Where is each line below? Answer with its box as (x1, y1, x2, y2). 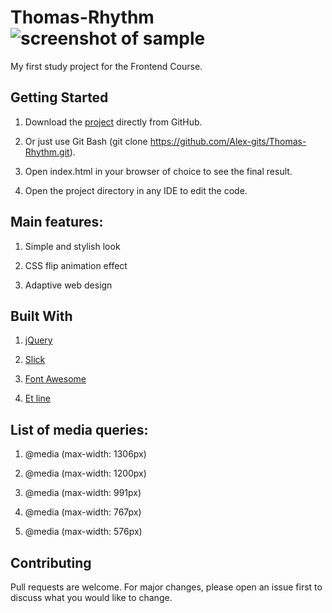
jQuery (24, 334, 53, 346)
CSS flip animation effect (24, 259, 128, 271)
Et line (24, 392, 51, 405)
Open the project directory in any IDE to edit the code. (24, 184, 248, 196)
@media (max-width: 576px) (24, 526, 143, 538)
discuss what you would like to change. (10, 592, 173, 603)
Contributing (10, 554, 92, 571)
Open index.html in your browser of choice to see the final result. (24, 165, 293, 177)
